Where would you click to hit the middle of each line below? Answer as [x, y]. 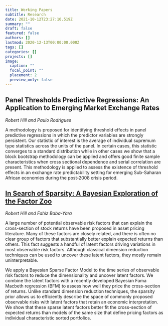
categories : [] [21, 52]
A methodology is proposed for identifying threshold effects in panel [76, 130]
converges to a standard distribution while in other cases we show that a [80, 151]
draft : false [19, 29]
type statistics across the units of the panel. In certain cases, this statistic [81, 145]
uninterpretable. [22, 260]
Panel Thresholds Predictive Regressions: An [77, 100]
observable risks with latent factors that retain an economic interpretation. [82, 302]
